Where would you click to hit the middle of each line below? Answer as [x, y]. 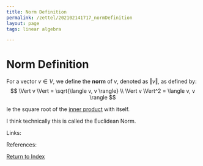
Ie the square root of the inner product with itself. [68, 109]
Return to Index [26, 157]
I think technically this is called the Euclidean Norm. [71, 121]
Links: [14, 133]
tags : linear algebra [34, 29]
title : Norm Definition [37, 12]
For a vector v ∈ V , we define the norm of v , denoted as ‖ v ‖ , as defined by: [102, 81]
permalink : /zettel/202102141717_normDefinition [69, 18]
